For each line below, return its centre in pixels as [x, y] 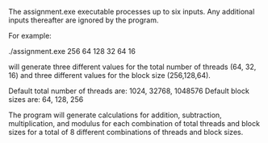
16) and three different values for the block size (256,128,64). [110, 75]
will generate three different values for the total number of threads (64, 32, [132, 67]
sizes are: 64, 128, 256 [46, 99]
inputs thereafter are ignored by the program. [84, 20]
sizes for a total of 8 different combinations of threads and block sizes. [126, 132]
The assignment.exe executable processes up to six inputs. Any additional [132, 12]
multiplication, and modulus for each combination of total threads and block [134, 123]
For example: [30, 36]
